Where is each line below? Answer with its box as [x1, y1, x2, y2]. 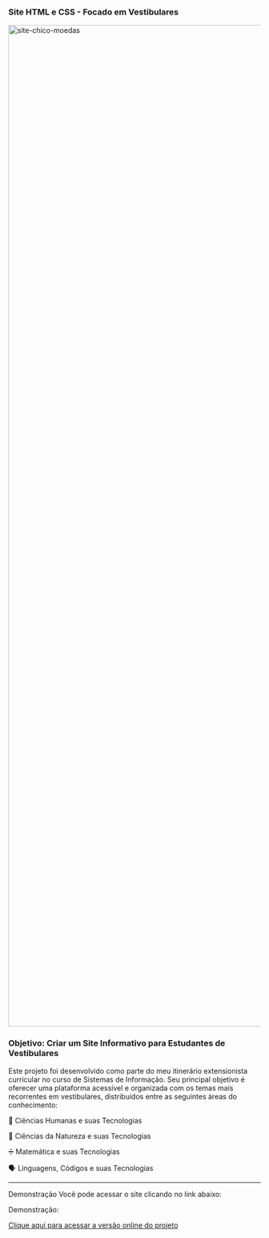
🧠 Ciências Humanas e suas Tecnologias [8, 1115, 143, 1125]
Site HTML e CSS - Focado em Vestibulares [8, 6, 179, 18]
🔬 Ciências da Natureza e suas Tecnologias [8, 1131, 151, 1140]
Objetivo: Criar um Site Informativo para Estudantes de [8, 1038, 226, 1049]
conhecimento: [8, 1100, 58, 1110]
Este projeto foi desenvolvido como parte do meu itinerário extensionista [8, 1066, 248, 1075]
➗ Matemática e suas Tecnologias [8, 1147, 120, 1156]
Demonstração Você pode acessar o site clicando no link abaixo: [8, 1189, 223, 1199]
